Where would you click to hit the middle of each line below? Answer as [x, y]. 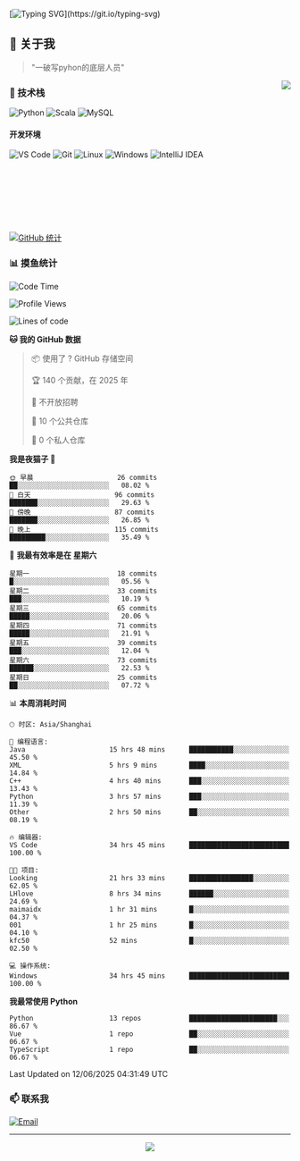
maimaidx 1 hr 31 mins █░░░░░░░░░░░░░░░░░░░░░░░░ [150, 909]
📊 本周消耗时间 [38, 702]
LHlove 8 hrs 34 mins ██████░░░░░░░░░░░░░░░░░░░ [150, 894]
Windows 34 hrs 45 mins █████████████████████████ [150, 976]
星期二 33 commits [83, 591]
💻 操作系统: [30, 965]
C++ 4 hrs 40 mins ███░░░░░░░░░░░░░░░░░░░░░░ [150, 781]
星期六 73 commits [83, 660]
